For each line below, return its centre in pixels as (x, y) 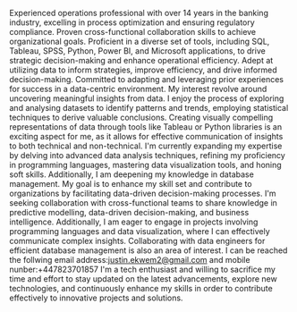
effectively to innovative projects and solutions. (96, 298)
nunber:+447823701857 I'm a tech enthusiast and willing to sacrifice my (142, 269)
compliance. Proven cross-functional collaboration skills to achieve (133, 32)
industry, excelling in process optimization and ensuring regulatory (132, 22)
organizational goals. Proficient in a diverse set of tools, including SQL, (140, 41)
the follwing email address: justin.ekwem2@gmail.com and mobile (130, 260)
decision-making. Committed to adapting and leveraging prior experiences (147, 79)
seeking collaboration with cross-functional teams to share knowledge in (143, 203)
